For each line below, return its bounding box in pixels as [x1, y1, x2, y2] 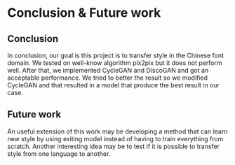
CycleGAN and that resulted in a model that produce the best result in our [7, 81, 220, 89]
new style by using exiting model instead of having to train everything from [7, 134, 224, 143]
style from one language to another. [7, 149, 111, 158]
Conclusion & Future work [7, 5, 161, 21]
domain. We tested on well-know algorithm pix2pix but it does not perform [7, 59, 222, 67]
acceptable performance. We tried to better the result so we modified [7, 73, 208, 82]
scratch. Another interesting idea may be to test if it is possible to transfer [7, 142, 220, 150]
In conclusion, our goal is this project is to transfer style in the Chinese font [7, 51, 224, 59]
